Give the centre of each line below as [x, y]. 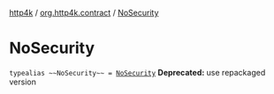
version [23, 82]
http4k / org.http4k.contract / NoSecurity [84, 13]
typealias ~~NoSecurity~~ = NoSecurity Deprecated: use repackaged [137, 72]
